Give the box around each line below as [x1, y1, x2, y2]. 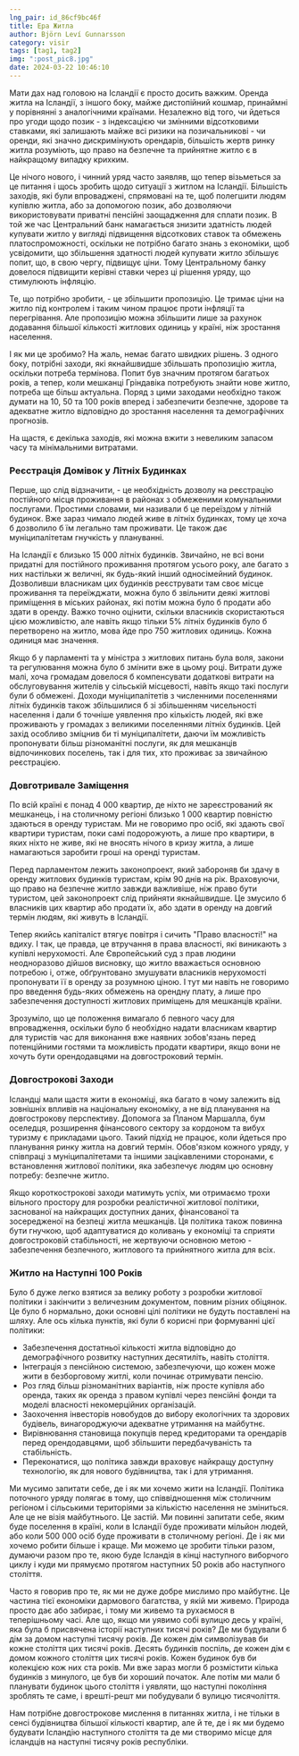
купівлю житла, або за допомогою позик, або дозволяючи [9, 199, 232, 210]
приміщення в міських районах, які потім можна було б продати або [9, 597, 271, 608]
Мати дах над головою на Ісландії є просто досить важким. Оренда [9, 87, 270, 98]
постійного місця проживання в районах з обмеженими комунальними [9, 494, 282, 505]
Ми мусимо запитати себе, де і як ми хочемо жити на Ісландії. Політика [9, 1483, 285, 1494]
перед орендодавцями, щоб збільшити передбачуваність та [21, 1438, 253, 1448]
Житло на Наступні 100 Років [9, 1267, 143, 1279]
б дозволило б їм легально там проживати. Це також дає [9, 522, 228, 533]
